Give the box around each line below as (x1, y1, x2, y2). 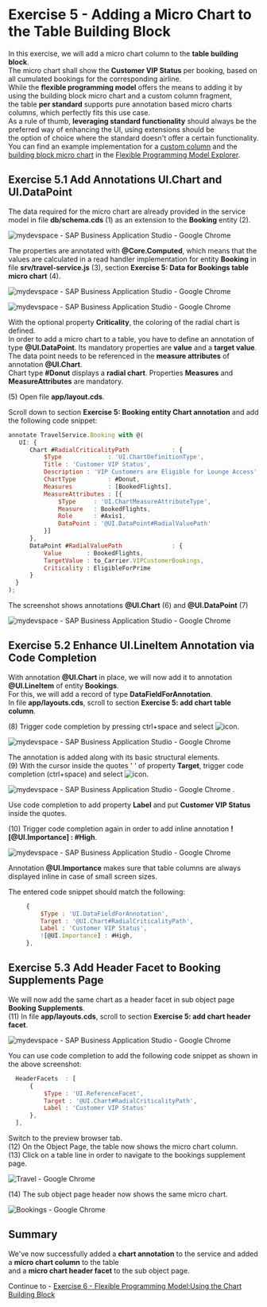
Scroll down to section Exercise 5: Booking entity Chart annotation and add (8, 407, 259, 416)
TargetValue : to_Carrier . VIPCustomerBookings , (43, 556, 204, 565)
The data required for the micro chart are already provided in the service (8, 207, 246, 216)
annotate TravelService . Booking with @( (8, 431, 145, 439)
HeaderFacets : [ (15, 1074, 77, 1082)
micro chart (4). (8, 271, 61, 280)
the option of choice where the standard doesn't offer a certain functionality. (8, 133, 259, 142)
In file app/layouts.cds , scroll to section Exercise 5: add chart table (8, 698, 232, 707)
